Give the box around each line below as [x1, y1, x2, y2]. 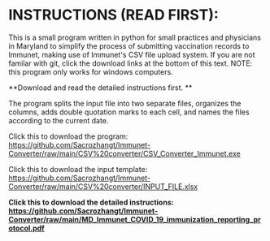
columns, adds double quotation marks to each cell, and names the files [8, 107, 250, 117]
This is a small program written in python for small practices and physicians [8, 32, 262, 42]
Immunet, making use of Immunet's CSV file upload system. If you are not [8, 49, 255, 59]
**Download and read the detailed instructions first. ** [8, 83, 193, 93]
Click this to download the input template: [8, 164, 148, 174]
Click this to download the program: [8, 131, 128, 141]
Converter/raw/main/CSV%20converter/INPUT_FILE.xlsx [8, 181, 198, 192]
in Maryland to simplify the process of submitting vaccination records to [8, 41, 250, 50]
